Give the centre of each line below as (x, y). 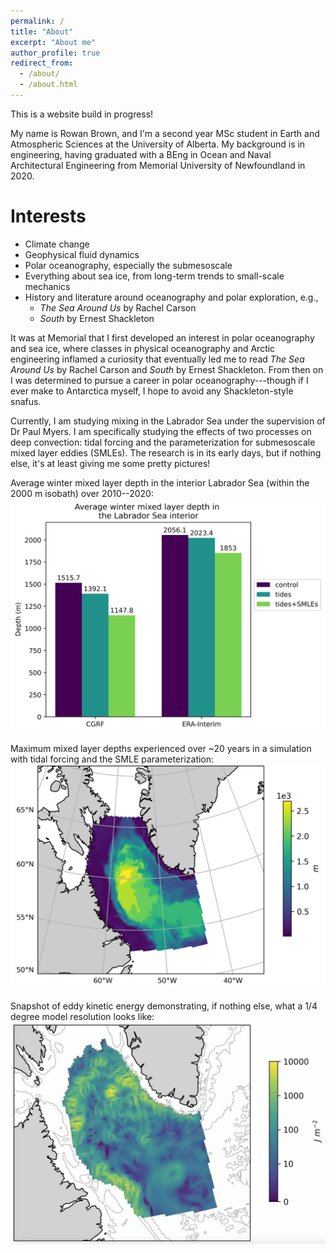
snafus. (26, 401)
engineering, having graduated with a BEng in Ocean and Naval (141, 154)
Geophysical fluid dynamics (82, 254)
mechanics (47, 286)
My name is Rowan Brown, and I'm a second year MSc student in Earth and (165, 133)
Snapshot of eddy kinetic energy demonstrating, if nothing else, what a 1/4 (164, 1006)
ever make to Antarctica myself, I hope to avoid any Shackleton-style (152, 391)
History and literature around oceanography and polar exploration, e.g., (171, 297)
